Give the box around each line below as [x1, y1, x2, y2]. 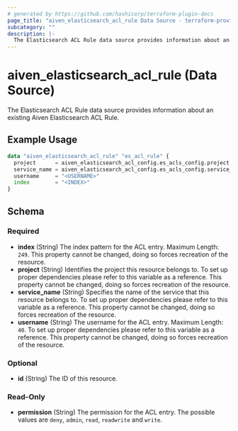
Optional [7, 358, 38, 368]
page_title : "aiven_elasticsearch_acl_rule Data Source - [7, 17, 182, 24]
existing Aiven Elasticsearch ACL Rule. [7, 113, 120, 122]
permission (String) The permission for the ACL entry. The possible [17, 408, 215, 417]
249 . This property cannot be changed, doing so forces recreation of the [17, 250, 229, 259]
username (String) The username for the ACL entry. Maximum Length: [17, 318, 224, 326]
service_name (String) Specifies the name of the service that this [17, 288, 210, 296]
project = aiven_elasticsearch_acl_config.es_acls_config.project [13, 159, 230, 167]
